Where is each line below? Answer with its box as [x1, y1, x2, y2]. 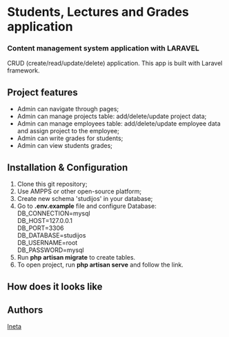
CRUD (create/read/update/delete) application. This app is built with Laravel [7, 59, 223, 68]
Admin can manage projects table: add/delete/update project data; [17, 112, 207, 121]
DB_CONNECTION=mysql [17, 209, 91, 218]
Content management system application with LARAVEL [7, 44, 200, 53]
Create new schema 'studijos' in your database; [17, 195, 153, 203]
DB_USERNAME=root [17, 239, 78, 247]
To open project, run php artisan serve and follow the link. [17, 260, 184, 269]
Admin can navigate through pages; [17, 105, 119, 113]
